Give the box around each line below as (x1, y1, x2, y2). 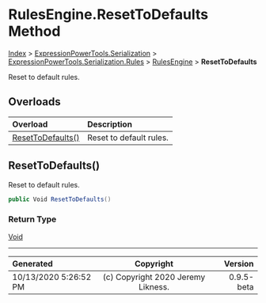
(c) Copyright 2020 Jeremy (102, 271, 206, 282)
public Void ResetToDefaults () (8, 195, 112, 203)
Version (223, 258, 254, 269)
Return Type (8, 214, 57, 225)
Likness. (138, 281, 170, 292)
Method (8, 22, 61, 40)
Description (86, 119, 133, 130)
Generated (12, 258, 53, 269)
